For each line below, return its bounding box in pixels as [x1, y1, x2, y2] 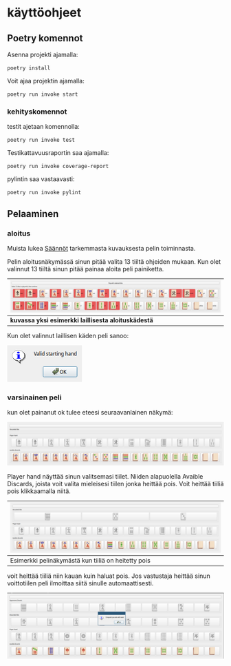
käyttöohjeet [7, 5, 82, 21]
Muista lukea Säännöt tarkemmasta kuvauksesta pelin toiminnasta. [7, 244, 196, 252]
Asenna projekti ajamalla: [7, 50, 78, 59]
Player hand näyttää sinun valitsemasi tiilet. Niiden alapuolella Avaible [7, 472, 203, 480]
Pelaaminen [7, 208, 59, 220]
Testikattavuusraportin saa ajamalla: [7, 149, 109, 157]
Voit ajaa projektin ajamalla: [7, 77, 85, 85]
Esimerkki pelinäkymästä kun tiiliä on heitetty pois [10, 556, 151, 565]
